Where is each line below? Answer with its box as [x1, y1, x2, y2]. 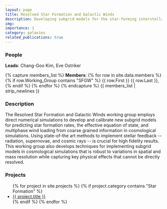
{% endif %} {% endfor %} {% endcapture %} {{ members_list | [5, 83, 136, 89]
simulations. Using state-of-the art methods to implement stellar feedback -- [5, 133, 162, 139]
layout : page [5, 7, 32, 12]
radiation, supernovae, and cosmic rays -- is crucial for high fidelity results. [5, 138, 160, 144]
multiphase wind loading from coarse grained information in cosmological [5, 128, 156, 134]
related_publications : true [5, 35, 64, 40]
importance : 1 [5, 26, 35, 31]
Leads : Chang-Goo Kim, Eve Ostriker [5, 63, 81, 69]
